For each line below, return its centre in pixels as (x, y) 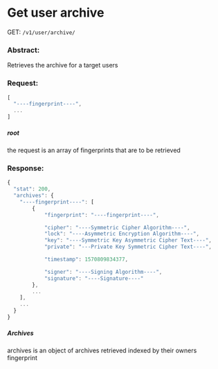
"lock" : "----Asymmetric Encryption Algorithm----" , (121, 234)
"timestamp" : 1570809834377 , (86, 260)
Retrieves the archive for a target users (63, 65)
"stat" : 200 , (32, 189)
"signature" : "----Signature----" (94, 278)
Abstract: (24, 50)
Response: (26, 168)
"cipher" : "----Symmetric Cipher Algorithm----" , (117, 227)
